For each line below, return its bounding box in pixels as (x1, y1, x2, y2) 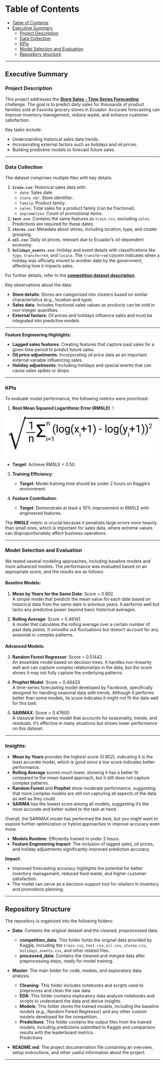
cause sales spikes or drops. (12, 367, 70, 373)
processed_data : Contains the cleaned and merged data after (19, 953, 145, 959)
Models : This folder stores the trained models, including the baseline (19, 1003, 159, 1009)
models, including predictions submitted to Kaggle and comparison (19, 1024, 156, 1031)
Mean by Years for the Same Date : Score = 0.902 (12, 591, 113, 597)
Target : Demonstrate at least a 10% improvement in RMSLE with (19, 505, 149, 511)
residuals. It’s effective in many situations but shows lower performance (12, 721, 158, 726)
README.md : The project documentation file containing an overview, (12, 1044, 153, 1050)
